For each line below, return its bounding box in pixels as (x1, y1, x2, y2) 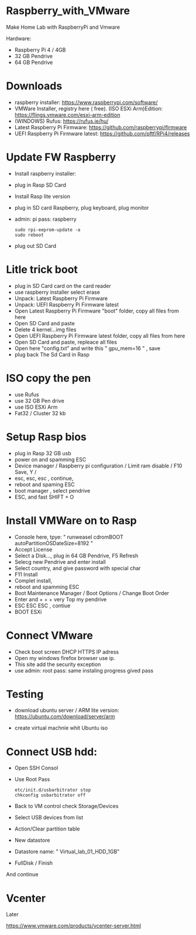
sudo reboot (14, 232, 44, 238)
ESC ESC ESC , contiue (14, 602, 71, 609)
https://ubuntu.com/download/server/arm (14, 713, 115, 720)
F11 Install (14, 571, 38, 578)
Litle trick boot (6, 263, 78, 276)
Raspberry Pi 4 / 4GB (14, 46, 66, 53)
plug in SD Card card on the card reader (14, 282, 111, 289)
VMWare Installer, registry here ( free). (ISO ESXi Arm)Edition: (14, 105, 163, 112)
